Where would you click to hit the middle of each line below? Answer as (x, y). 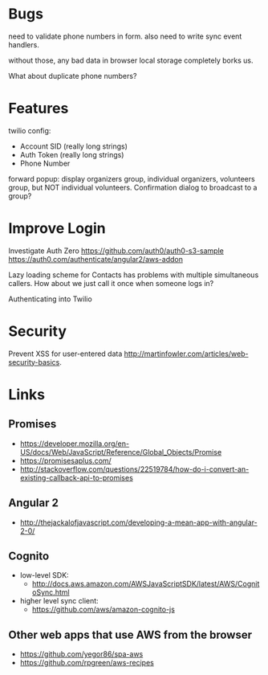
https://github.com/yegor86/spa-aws (81, 654)
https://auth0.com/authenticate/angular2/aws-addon (95, 259)
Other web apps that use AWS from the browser (130, 634)
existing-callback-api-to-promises (77, 477)
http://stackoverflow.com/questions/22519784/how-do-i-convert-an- (134, 469)
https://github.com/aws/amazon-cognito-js (103, 610)
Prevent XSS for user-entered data (65, 354)
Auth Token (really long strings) (72, 154)
